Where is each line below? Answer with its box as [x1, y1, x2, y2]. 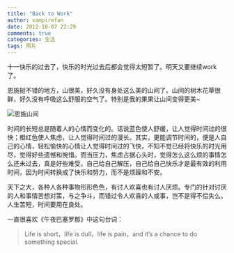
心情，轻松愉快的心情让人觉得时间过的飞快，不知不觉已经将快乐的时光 [19, 142, 221, 150]
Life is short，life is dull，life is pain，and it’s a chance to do [24, 230, 197, 238]
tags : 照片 [7, 43, 37, 49]
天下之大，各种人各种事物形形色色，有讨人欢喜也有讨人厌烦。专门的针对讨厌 [7, 183, 227, 191]
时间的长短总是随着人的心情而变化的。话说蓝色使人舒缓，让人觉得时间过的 [7, 125, 221, 132]
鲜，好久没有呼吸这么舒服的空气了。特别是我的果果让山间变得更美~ [7, 95, 201, 103]
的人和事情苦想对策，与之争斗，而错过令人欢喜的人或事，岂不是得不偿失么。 [7, 192, 227, 199]
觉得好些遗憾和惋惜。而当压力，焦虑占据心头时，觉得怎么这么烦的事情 [19, 151, 221, 159]
